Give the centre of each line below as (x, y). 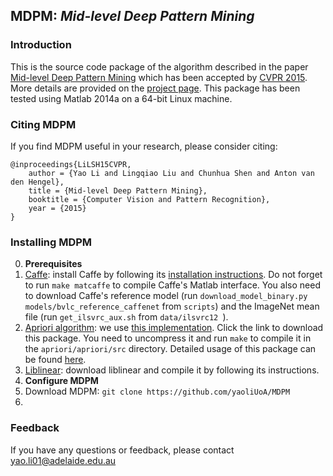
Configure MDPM (61, 381)
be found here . (55, 360)
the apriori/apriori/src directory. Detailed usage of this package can (170, 349)
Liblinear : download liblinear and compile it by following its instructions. (172, 370)
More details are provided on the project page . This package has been (155, 88)
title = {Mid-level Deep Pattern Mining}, (118, 190)
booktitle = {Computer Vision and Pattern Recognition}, (149, 199)
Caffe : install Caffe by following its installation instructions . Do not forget (173, 275)
